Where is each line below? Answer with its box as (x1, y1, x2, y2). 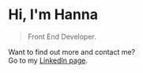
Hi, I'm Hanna (8, 6, 99, 24)
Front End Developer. (27, 32, 96, 41)
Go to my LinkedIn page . (8, 56, 88, 65)
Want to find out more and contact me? (8, 47, 136, 56)
